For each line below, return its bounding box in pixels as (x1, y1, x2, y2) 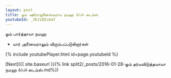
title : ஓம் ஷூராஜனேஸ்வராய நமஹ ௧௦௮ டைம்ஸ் (5, 12, 98, 17)
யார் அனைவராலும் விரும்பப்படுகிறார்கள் (12, 41, 89, 47)
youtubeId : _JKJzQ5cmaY (5, 17, 56, 22)
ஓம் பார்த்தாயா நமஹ (5, 31, 47, 37)
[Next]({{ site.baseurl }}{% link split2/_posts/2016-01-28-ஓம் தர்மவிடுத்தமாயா (5, 61, 166, 67)
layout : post (5, 7, 33, 13)
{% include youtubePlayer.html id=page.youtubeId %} (5, 51, 119, 58)
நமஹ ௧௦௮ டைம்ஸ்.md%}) (5, 67, 59, 73)
